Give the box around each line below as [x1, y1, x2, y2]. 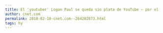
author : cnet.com [5, 12, 41, 16]
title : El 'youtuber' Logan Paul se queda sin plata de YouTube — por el [5, 7, 159, 12]
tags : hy [5, 20, 23, 26]
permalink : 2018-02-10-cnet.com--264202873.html [5, 16, 106, 21]
